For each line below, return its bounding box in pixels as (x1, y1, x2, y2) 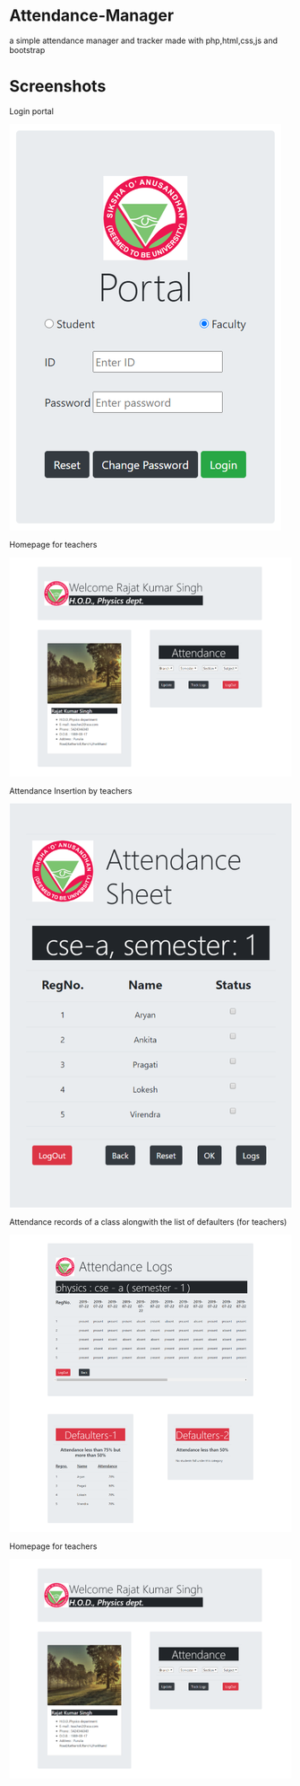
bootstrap (9, 44, 46, 55)
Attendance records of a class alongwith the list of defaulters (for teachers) (9, 1216, 287, 1227)
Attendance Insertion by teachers (9, 785, 133, 796)
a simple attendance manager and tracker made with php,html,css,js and (9, 35, 279, 46)
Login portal (9, 105, 54, 117)
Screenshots (9, 76, 107, 97)
